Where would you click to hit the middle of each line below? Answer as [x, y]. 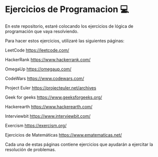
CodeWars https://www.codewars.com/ [44, 78]
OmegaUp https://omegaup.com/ [38, 69]
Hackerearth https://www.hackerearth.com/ [49, 106]
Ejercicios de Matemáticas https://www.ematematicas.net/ [64, 135]
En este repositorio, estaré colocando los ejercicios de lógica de [69, 26]
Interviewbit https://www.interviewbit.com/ [48, 116]
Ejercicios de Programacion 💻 [67, 9]
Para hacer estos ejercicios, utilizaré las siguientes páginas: [65, 41]
